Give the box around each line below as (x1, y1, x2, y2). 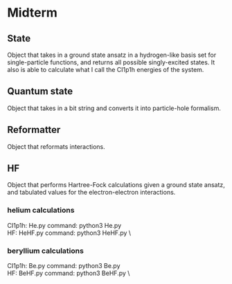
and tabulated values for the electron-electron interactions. (7, 188, 176, 197)
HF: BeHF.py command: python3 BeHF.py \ (7, 269, 130, 278)
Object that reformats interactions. (7, 142, 105, 150)
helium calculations (7, 206, 75, 215)
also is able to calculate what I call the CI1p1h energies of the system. (7, 66, 204, 73)
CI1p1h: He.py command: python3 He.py (7, 221, 122, 229)
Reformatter (7, 124, 61, 136)
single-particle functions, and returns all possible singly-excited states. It (7, 58, 215, 66)
